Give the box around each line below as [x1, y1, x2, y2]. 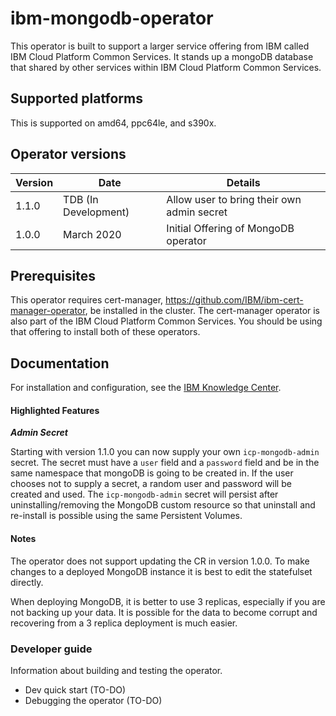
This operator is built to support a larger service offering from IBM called [10, 40, 310, 52]
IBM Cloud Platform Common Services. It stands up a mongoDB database [10, 50, 314, 62]
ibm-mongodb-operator [10, 7, 214, 30]
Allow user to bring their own [166, 192, 302, 206]
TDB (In [63, 192, 99, 206]
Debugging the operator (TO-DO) [24, 694, 163, 706]
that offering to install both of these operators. [10, 326, 201, 338]
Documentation [10, 355, 110, 372]
